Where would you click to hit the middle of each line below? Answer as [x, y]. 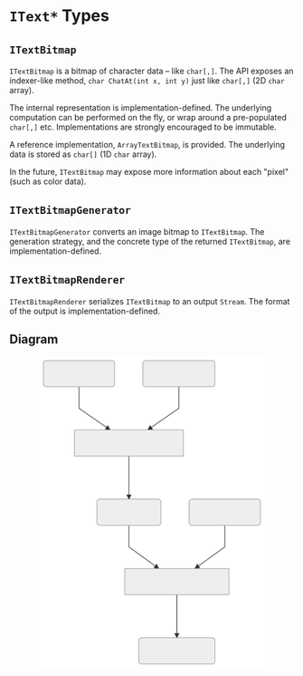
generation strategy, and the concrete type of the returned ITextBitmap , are [150, 241]
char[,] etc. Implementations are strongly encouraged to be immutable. [143, 127]
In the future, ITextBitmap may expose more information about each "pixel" [149, 172]
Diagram [34, 339]
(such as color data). [48, 181]
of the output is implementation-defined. [85, 311]
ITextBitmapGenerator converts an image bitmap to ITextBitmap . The [137, 231]
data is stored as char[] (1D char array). [83, 154]
